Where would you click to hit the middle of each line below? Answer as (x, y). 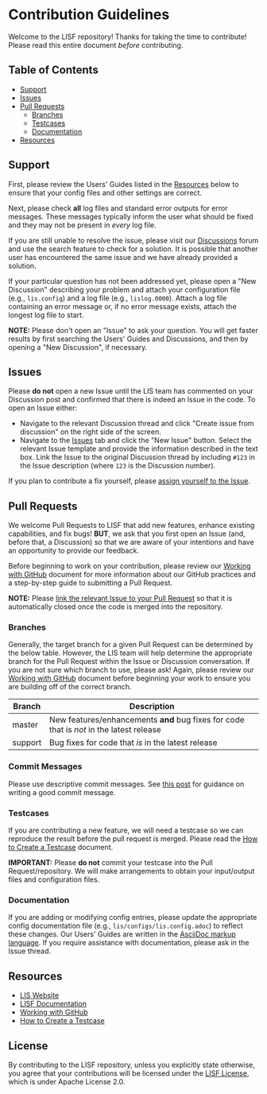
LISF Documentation (53, 1004)
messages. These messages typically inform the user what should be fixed (131, 216)
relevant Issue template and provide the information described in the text (139, 449)
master (25, 725)
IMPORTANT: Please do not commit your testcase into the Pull (110, 863)
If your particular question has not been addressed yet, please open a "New (132, 281)
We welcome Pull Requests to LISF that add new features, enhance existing (132, 526)
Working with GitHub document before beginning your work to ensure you (130, 678)
